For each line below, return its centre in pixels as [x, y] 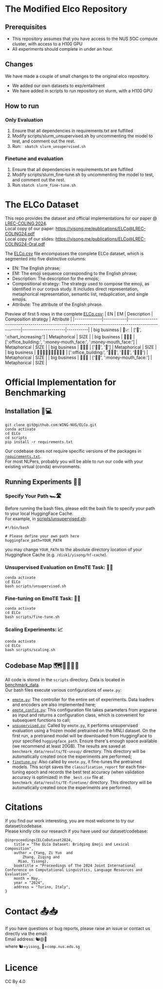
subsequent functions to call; [41, 720]
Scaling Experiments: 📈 [34, 629]
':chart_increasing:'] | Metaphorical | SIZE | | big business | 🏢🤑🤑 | [70, 336]
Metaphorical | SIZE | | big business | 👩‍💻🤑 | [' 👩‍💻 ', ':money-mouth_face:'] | [79, 357]
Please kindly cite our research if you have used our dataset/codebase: [76, 831]
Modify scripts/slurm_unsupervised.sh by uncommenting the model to [82, 136]
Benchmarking [36, 392]
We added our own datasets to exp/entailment [58, 85]
